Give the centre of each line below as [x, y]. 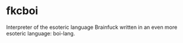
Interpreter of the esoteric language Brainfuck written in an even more [92, 27]
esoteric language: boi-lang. [41, 33]
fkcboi [22, 11]
